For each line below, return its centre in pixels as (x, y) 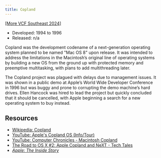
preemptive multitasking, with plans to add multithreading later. (68, 68)
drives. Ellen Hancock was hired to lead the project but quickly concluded (78, 93)
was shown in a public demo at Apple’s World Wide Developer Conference (79, 82)
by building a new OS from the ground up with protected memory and (74, 63)
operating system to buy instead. (38, 103)
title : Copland (20, 9)
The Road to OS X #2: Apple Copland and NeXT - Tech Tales (72, 145)
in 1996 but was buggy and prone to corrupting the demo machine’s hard (78, 87)
